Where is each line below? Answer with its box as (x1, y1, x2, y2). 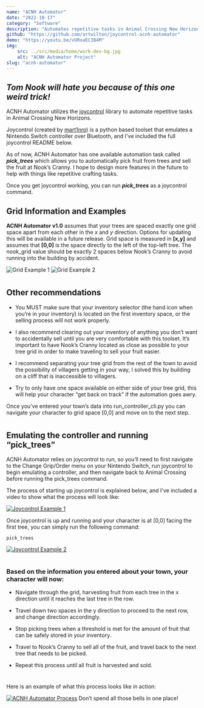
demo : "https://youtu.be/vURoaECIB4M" (6, 37, 104, 43)
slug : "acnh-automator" (6, 60, 67, 66)
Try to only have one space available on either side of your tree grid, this (15, 384, 197, 391)
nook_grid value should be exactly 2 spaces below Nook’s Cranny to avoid (6, 248, 192, 255)
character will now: (6, 575, 64, 583)
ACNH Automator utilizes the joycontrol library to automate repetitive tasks (6, 108, 193, 115)
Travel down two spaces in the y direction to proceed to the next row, (15, 607, 189, 614)
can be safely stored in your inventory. (15, 631, 112, 639)
